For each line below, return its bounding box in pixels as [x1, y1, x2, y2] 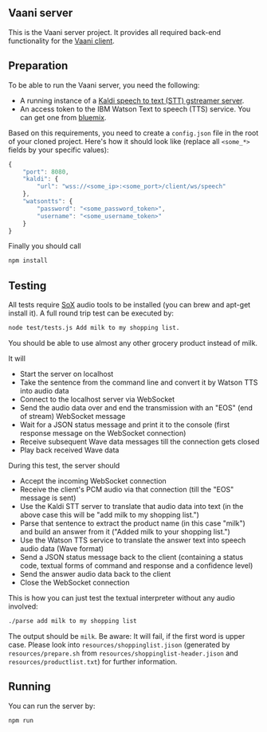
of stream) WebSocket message [19, 411, 126, 421]
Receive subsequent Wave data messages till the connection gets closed [19, 436, 260, 446]
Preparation [8, 59, 69, 72]
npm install [8, 256, 48, 265]
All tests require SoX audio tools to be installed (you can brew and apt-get [8, 300, 251, 310]
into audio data [19, 386, 69, 395]
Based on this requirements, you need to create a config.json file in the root [8, 127, 259, 138]
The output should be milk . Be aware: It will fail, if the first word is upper [8, 631, 245, 640]
